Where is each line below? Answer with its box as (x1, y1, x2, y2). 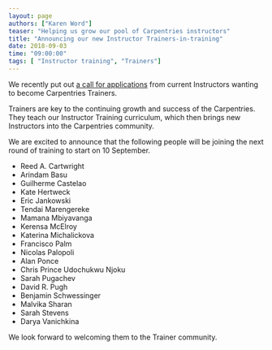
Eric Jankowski (19, 196, 71, 205)
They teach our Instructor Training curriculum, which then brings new (8, 112, 241, 122)
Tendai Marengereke (19, 204, 90, 214)
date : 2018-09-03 (8, 42, 67, 50)
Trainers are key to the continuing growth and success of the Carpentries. (8, 103, 256, 114)
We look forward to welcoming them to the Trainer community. (8, 332, 218, 342)
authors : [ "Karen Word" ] (8, 19, 93, 28)
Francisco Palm (19, 239, 72, 248)
